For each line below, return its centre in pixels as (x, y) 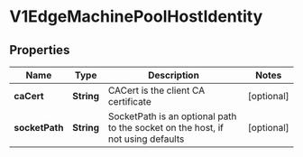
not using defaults (146, 139)
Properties (40, 50)
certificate (129, 102)
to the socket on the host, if (165, 128)
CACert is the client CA (156, 90)
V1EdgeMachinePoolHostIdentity (136, 17)
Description (174, 75)
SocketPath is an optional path (172, 116)
